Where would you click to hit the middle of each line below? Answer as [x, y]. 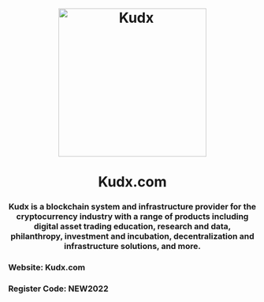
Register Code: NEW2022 [58, 289]
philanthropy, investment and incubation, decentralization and [132, 236]
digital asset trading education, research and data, [132, 227]
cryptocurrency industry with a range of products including [132, 217]
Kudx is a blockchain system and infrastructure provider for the [132, 207]
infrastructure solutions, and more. [132, 247]
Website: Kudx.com [46, 267]
